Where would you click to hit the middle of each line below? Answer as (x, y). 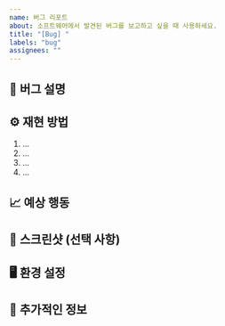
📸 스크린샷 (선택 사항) (65, 240)
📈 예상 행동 (40, 203)
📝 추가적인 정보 (48, 310)
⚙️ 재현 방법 (39, 122)
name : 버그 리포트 (39, 17)
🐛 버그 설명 (38, 89)
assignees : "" (36, 51)
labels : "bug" (36, 42)
